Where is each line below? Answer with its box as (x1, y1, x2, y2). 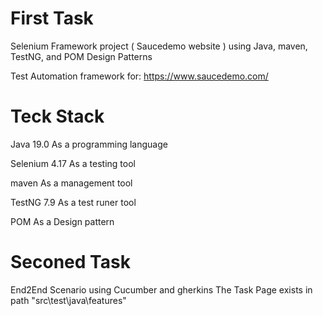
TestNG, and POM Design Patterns (10, 50, 153, 62)
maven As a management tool (10, 177, 133, 189)
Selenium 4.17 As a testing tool (10, 157, 136, 169)
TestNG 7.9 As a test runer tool (10, 196, 137, 208)
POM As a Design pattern (10, 215, 115, 227)
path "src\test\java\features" (10, 294, 127, 306)
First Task (10, 7, 94, 30)
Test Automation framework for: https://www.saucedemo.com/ (10, 70, 269, 82)
